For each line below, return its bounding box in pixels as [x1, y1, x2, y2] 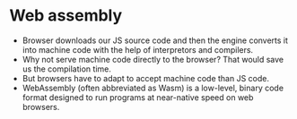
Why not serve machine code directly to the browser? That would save [22, 54, 284, 64]
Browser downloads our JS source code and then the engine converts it [22, 35, 289, 46]
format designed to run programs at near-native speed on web [22, 91, 254, 103]
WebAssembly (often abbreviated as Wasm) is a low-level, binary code [22, 82, 284, 93]
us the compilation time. [22, 64, 112, 74]
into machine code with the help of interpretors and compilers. [22, 44, 254, 55]
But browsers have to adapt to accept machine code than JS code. [22, 72, 270, 83]
